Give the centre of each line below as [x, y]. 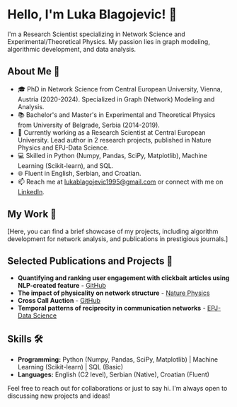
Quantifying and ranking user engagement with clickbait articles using [123, 278]
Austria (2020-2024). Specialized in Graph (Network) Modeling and [116, 99]
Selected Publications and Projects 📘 [90, 261]
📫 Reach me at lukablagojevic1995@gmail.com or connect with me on [120, 182]
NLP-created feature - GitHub [62, 286]
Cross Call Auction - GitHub [59, 301]
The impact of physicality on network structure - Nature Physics [114, 293]
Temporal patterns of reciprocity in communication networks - [112, 308]
